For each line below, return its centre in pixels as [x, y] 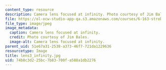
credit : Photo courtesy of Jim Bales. [50, 37]
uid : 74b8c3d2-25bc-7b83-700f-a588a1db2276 [51, 60]
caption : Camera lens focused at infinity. [55, 33]
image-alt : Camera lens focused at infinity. [57, 42]
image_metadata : [22, 28]
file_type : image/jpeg [28, 23]
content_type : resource [30, 10]
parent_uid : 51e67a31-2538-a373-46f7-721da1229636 [58, 46]
